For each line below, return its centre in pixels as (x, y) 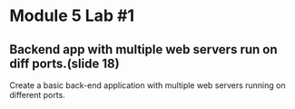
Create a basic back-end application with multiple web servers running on (147, 85)
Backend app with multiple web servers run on (144, 50)
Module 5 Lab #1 (72, 16)
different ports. (37, 95)
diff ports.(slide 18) (64, 63)
